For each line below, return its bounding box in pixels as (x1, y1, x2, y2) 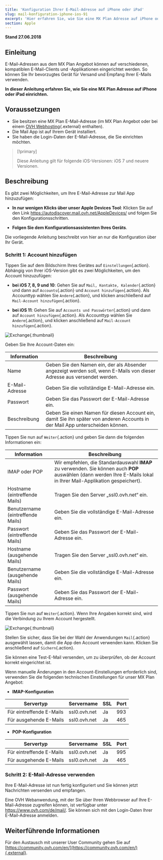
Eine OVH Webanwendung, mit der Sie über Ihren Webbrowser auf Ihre (5, 797, 147, 803)
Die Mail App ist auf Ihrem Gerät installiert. (12, 129, 97, 134)
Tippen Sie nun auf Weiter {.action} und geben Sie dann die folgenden (5, 434, 145, 440)
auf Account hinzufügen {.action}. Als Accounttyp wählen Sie (12, 312, 132, 318)
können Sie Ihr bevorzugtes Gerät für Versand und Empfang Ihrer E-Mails (5, 72, 151, 77)
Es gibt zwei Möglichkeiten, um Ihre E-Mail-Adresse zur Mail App (5, 190, 135, 196)
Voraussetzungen (5, 105, 61, 114)
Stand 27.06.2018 (5, 34, 42, 40)
